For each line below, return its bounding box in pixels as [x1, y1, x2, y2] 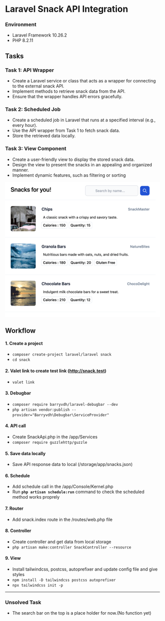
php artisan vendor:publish [12, 407, 70, 412]
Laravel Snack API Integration [5, 3, 129, 15]
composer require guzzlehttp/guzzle [12, 440, 87, 445]
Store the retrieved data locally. [12, 133, 76, 139]
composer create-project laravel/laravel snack [12, 352, 111, 357]
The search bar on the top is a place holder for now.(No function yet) [12, 610, 152, 616]
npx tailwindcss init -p [12, 583, 63, 588]
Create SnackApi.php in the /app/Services [12, 434, 98, 440]
